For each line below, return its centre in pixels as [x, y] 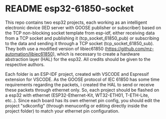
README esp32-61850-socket [69, 9]
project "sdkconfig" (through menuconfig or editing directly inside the [76, 106]
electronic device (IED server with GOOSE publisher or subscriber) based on [83, 27]
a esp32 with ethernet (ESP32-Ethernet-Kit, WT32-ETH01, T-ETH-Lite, [77, 95]
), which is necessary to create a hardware [96, 54]
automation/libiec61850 [29, 54]
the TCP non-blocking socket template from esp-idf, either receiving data [80, 33]
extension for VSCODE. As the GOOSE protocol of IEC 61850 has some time [83, 79]
